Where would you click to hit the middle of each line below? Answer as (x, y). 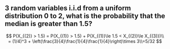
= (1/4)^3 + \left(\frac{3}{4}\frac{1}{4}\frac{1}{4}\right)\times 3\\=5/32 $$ (85, 41)
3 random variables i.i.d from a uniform (68, 8)
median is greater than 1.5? (49, 24)
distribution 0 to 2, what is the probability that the (85, 16)
